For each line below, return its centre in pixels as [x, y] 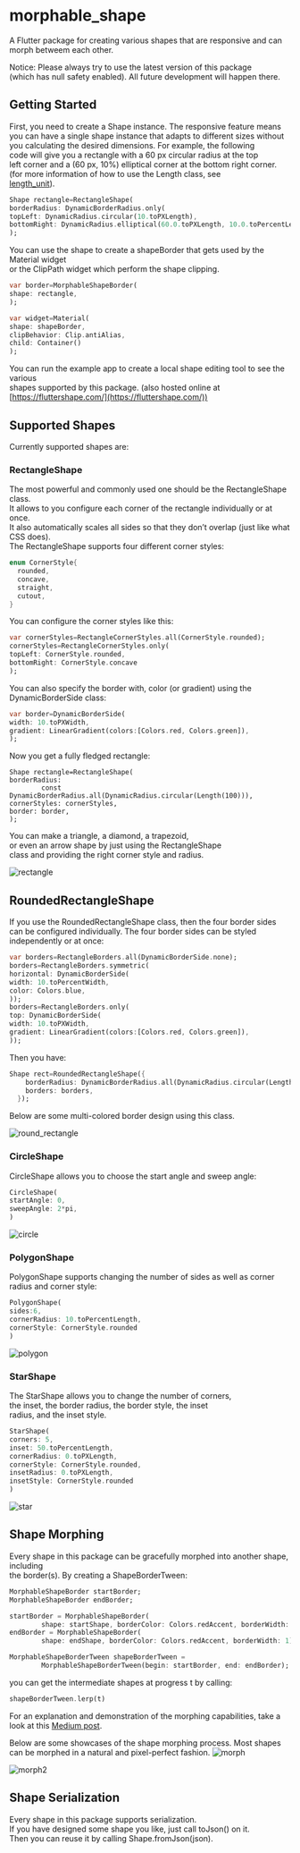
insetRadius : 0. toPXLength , [62, 1473]
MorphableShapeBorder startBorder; [75, 1591]
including [26, 1565]
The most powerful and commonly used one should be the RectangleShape [148, 489]
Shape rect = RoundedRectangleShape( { [77, 1074]
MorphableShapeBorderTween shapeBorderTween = [97, 1657]
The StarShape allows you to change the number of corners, [121, 1396]
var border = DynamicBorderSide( [67, 714]
